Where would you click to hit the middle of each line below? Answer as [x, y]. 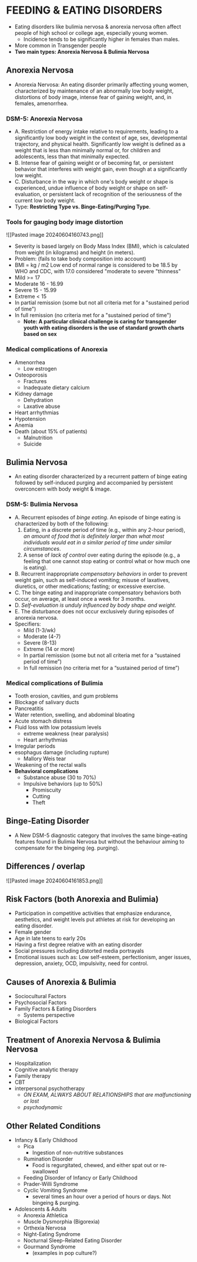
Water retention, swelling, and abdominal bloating [75, 715]
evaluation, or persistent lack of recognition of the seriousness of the [98, 194]
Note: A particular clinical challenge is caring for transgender [100, 322]
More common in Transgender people [61, 45]
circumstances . [42, 548]
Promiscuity [47, 790]
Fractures [35, 381]
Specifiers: [28, 624]
